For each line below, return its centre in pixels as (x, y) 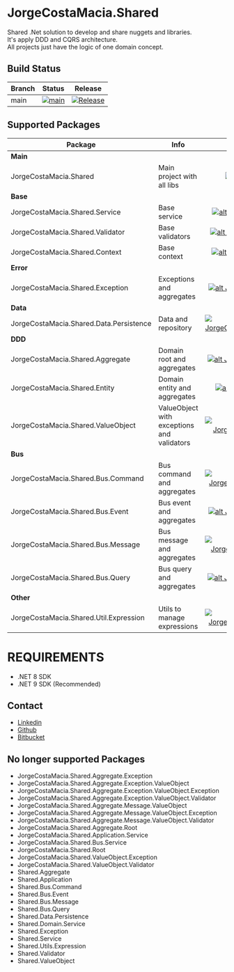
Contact (25, 706)
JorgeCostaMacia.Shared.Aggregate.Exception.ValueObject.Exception (118, 791)
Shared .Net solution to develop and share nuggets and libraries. (100, 32)
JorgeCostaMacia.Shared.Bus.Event (70, 511)
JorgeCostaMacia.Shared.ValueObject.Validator (86, 865)
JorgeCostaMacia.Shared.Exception (70, 288)
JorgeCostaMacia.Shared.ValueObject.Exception (87, 857)
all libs (169, 185)
